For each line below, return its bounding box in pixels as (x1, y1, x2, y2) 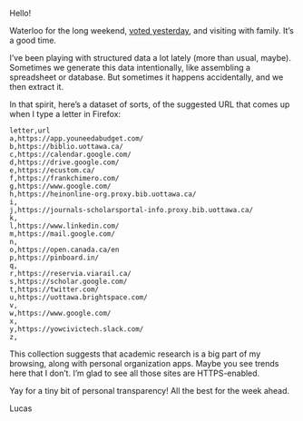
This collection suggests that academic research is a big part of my (9, 348, 261, 359)
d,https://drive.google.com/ (9, 158, 120, 167)
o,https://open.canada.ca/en (9, 245, 120, 254)
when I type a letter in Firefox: (9, 109, 121, 119)
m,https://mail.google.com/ (9, 230, 116, 239)
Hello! (9, 8, 32, 18)
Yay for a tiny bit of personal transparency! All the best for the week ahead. (9, 386, 290, 396)
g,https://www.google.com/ (9, 181, 112, 191)
